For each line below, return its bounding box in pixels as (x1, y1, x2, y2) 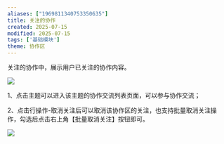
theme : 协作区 (7, 43, 46, 50)
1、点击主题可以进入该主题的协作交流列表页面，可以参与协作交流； (7, 91, 201, 99)
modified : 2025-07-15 (7, 30, 71, 37)
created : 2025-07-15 (7, 23, 68, 30)
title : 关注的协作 (7, 17, 56, 24)
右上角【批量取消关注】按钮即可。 (50, 115, 149, 123)
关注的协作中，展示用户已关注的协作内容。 (7, 63, 131, 71)
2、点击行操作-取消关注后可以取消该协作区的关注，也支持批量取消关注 (7, 106, 211, 114)
